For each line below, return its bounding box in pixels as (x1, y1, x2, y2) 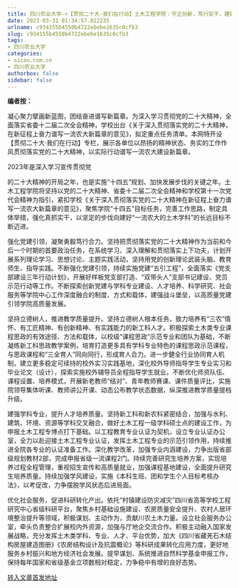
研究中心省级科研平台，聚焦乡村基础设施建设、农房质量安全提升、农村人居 (7, 505, 225, 513)
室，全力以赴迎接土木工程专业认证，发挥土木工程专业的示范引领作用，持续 (7, 437, 225, 445)
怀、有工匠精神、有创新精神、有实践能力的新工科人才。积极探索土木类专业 (7, 324, 225, 332)
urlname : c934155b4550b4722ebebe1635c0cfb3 (7, 23, 139, 31)
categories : (7, 50, 43, 58)
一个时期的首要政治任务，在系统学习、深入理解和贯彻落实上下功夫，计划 (13, 246, 225, 255)
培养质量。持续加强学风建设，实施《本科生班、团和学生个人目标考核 (13, 472, 213, 481)
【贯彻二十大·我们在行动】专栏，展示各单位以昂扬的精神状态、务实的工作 (7, 139, 222, 147)
